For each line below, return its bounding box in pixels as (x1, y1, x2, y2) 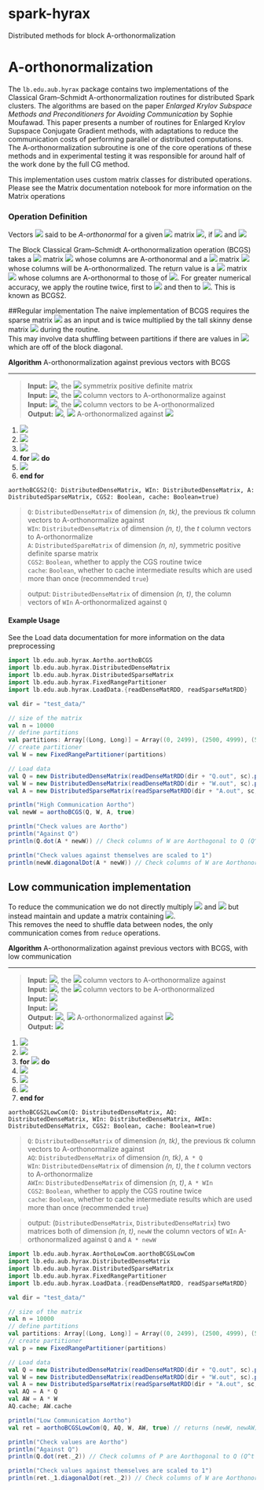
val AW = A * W (8, 1395, 58, 1404)
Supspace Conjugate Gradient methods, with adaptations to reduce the (8, 126, 239, 135)
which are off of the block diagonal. (8, 343, 123, 352)
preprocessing (8, 642, 55, 651)
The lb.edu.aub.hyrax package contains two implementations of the (8, 84, 229, 94)
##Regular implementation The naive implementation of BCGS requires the (8, 306, 250, 315)
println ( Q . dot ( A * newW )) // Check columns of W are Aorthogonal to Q (8, 837, 244, 845)
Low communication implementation (8, 880, 192, 893)
